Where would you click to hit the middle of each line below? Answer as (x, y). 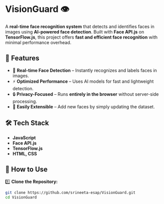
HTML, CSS (25, 153)
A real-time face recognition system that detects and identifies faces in (80, 26)
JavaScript (24, 137)
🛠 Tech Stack (27, 123)
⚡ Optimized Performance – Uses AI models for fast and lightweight (83, 81)
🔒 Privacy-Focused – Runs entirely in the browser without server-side (86, 94)
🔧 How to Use (26, 169)
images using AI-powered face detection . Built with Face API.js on (75, 32)
